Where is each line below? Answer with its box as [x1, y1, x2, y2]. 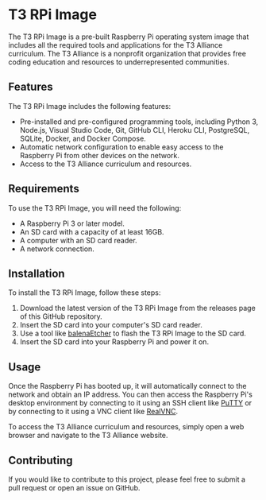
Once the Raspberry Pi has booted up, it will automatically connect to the [8, 382, 247, 391]
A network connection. [19, 244, 95, 254]
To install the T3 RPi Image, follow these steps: [8, 288, 161, 297]
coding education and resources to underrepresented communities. [8, 57, 230, 67]
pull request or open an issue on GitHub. [8, 483, 141, 492]
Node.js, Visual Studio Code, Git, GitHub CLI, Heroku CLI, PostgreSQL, [19, 125, 250, 134]
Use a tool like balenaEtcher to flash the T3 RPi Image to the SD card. [19, 328, 246, 339]
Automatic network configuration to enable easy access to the [19, 141, 224, 152]
